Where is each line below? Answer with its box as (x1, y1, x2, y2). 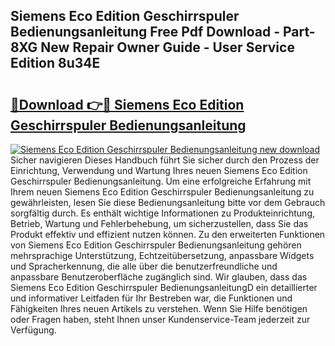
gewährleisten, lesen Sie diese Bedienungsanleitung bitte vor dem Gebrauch (10, 197, 326, 208)
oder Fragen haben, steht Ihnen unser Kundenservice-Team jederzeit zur (10, 314, 311, 325)
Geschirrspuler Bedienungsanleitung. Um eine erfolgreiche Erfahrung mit (10, 175, 312, 187)
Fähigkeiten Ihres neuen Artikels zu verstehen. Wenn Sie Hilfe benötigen (10, 303, 308, 314)
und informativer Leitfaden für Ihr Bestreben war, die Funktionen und (10, 292, 293, 304)
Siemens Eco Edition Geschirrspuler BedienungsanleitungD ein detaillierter (10, 282, 318, 293)
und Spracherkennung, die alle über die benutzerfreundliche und (10, 260, 278, 272)
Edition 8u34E (10, 55, 101, 72)
